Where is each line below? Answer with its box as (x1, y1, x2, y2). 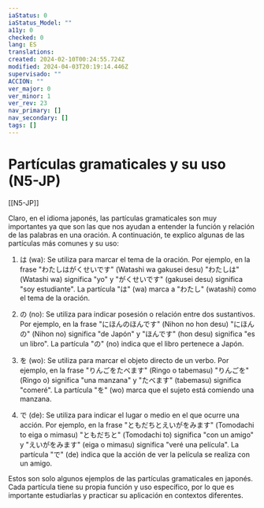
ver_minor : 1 (8, 92, 51, 100)
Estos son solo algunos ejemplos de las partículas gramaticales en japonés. (8, 473, 254, 483)
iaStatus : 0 (8, 11, 47, 20)
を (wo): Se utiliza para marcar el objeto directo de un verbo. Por (19, 355, 229, 365)
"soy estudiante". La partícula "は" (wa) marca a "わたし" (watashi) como (19, 284, 257, 294)
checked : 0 (8, 33, 44, 42)
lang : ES (8, 41, 37, 49)
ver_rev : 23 (8, 99, 47, 107)
